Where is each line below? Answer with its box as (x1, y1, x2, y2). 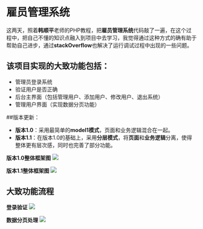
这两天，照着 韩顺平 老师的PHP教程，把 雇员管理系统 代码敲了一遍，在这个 (6, 27, 187, 34)
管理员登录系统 (14, 78, 53, 85)
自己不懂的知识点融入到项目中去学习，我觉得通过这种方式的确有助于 (27, 34, 197, 41)
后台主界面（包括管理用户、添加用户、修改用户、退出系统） (14, 93, 164, 100)
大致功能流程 (6, 186, 54, 196)
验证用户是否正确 (14, 86, 58, 93)
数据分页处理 (6, 216, 38, 224)
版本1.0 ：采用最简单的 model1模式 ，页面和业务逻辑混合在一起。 (14, 126, 173, 133)
